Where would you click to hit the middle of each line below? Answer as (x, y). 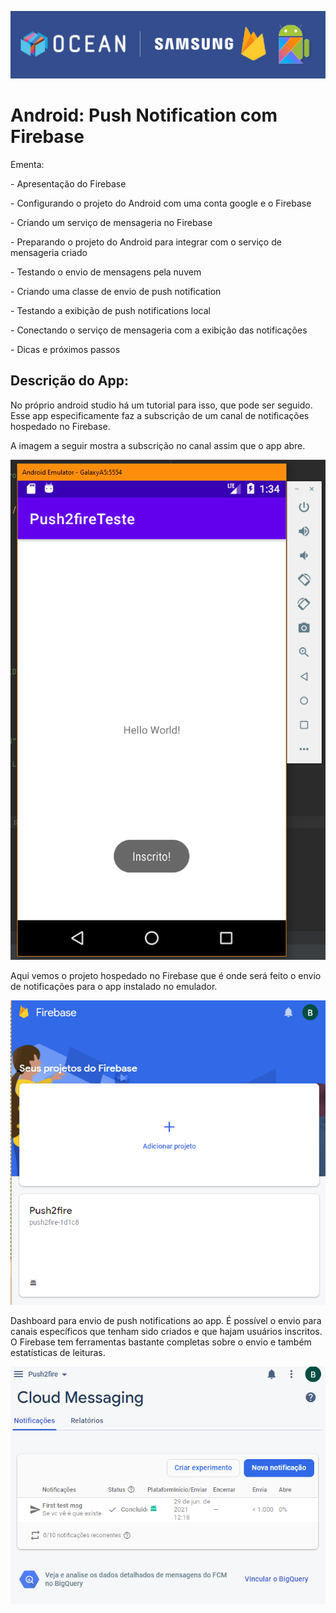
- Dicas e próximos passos (65, 349)
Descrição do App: (69, 381)
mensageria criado (49, 252)
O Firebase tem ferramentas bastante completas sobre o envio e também (161, 1342)
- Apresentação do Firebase (68, 183)
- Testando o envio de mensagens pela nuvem (106, 272)
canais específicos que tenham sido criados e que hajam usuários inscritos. (166, 1332)
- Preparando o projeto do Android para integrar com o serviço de (146, 242)
